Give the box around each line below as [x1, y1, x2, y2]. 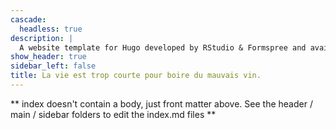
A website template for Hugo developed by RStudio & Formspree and [19, 42, 307, 53]
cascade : [10, 14, 47, 25]
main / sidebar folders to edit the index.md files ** [10, 108, 217, 120]
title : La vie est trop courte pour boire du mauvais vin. [10, 71, 262, 81]
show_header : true [10, 52, 87, 62]
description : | [10, 33, 74, 43]
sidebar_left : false [10, 61, 97, 71]
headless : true [19, 24, 83, 34]
